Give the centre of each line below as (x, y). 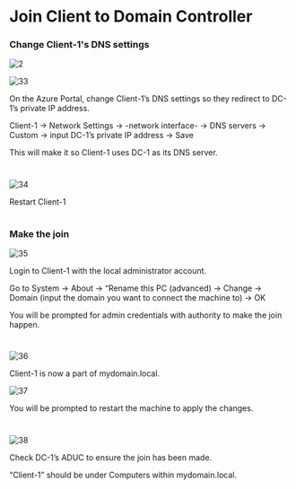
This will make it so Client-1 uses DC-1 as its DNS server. (113, 153)
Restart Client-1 (38, 201)
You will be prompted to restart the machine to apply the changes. (131, 408)
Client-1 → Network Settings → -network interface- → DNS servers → (138, 126)
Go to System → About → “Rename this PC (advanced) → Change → (136, 288)
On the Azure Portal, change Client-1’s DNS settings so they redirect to (140, 99)
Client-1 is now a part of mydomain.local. (84, 373)
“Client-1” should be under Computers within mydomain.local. (123, 475)
